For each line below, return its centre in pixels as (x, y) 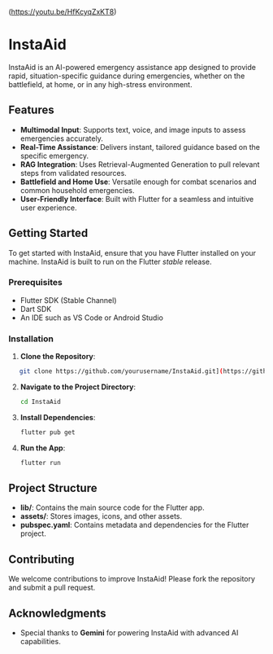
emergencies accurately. (61, 138)
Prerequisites (35, 283)
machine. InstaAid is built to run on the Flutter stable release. (110, 261)
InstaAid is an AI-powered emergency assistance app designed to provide (132, 67)
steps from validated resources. (74, 173)
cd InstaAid (40, 402)
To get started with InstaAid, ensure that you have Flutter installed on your (132, 252)
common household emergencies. (78, 190)
